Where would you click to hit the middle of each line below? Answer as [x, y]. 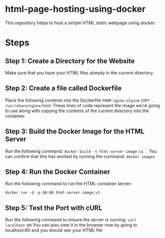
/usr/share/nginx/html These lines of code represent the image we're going [82, 105]
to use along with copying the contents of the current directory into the [77, 111]
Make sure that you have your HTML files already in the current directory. [80, 73]
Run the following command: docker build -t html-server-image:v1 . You [81, 151]
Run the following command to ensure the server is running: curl [71, 220]
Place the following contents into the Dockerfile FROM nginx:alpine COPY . [80, 100]
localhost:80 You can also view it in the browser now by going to [71, 225]
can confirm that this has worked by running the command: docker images [80, 156]
